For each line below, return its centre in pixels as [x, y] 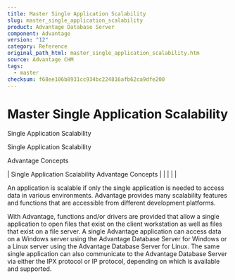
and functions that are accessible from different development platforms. [112, 203]
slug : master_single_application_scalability [75, 20]
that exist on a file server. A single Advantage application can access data [114, 231]
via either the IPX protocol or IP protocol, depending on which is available [114, 262]
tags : [15, 66]
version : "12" [28, 40]
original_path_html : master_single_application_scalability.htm [103, 53]
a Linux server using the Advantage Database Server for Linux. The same [114, 246]
